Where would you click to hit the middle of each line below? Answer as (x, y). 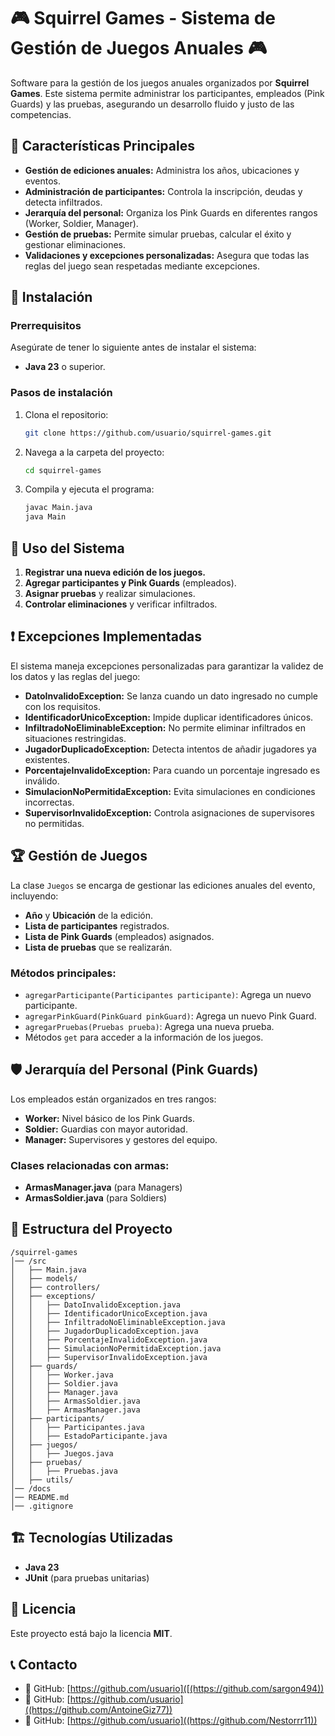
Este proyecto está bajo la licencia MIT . (91, 1633)
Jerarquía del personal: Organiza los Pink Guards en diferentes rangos (171, 212)
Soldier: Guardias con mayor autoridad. (106, 1129)
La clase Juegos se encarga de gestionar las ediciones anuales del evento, (163, 885)
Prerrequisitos (46, 326)
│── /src (28, 1261)
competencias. (41, 114)
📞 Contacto (44, 1664)
